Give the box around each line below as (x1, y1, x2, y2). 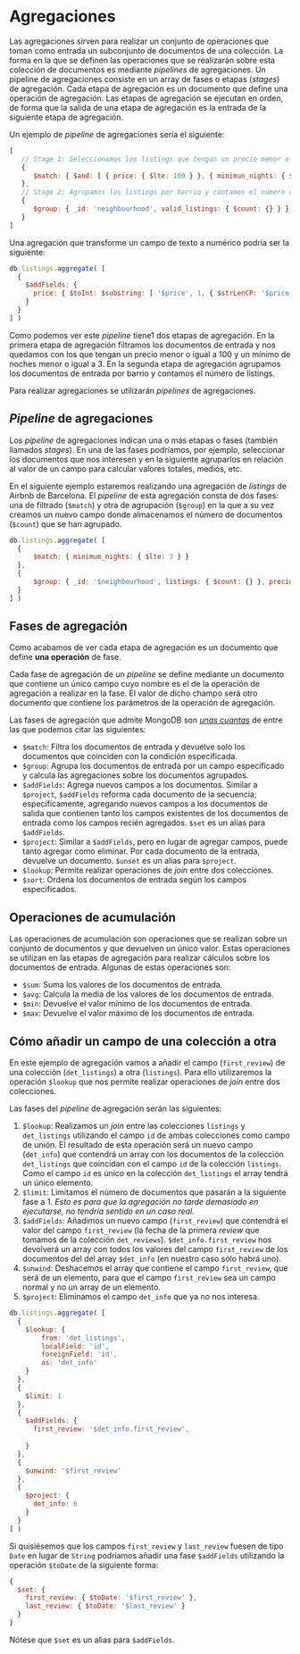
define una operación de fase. (9, 652, 122, 663)
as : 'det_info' (41, 1358, 98, 1367)
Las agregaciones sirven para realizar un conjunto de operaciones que (9, 36, 270, 46)
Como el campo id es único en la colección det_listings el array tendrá (21, 1168, 288, 1179)
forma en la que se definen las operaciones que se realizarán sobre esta (9, 54, 275, 65)
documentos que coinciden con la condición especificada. (21, 751, 238, 762)
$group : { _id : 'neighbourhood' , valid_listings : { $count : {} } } (32, 205, 290, 213)
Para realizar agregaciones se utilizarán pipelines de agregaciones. (9, 385, 256, 396)
